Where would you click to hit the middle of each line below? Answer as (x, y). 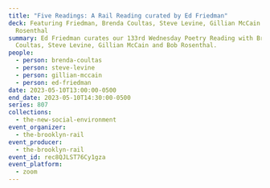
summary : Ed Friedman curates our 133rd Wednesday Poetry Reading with (131, 38)
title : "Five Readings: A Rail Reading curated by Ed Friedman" (118, 16)
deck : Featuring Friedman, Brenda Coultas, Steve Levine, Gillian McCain (135, 23)
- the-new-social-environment (66, 120)
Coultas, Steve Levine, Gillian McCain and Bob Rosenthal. (117, 46)
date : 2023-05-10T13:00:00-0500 (62, 90)
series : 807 (28, 105)
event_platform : (35, 165)
